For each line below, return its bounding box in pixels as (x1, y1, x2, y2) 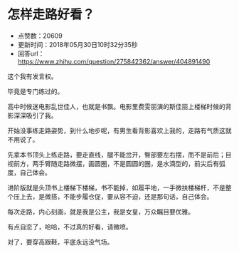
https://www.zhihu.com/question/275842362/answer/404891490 (17, 57, 211, 66)
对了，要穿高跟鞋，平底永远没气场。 (7, 237, 114, 246)
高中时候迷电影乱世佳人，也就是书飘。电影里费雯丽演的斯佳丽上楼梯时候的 (7, 102, 225, 110)
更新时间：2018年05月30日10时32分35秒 (17, 40, 138, 48)
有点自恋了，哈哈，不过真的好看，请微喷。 (7, 222, 132, 231)
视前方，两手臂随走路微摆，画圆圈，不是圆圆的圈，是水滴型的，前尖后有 (7, 159, 219, 167)
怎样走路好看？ (7, 6, 95, 23)
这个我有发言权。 (7, 72, 58, 81)
